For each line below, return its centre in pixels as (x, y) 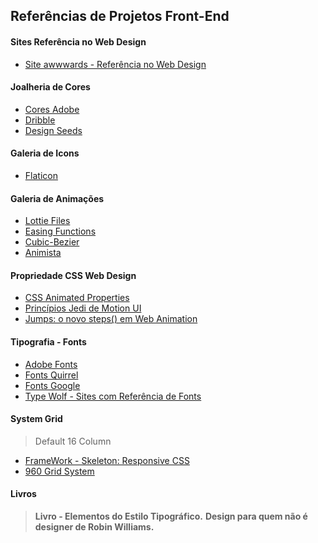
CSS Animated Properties (77, 298)
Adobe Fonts (51, 364)
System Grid (36, 419)
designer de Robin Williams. (94, 527)
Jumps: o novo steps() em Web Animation (111, 319)
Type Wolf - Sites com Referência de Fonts (113, 396)
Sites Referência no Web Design (78, 41)
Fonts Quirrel (51, 375)
